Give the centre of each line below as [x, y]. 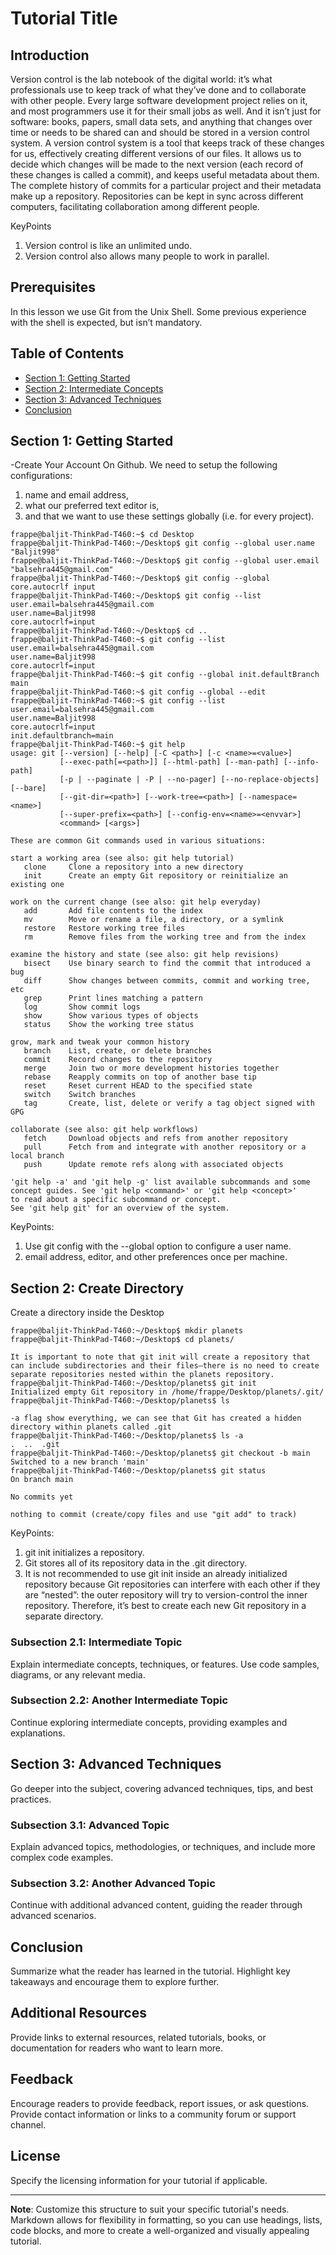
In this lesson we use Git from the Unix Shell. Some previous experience [158, 311]
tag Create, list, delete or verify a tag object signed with [169, 1103]
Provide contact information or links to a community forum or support [153, 2114]
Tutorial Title [64, 18]
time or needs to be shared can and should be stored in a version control [160, 132]
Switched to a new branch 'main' [80, 1462]
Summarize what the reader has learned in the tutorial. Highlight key [150, 1971]
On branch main [42, 1480]
